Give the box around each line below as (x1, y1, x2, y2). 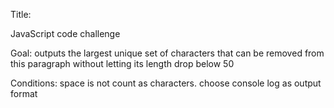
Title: (10, 9, 32, 20)
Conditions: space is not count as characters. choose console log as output (10, 77, 322, 89)
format (10, 88, 38, 99)
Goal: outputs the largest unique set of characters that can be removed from (10, 47, 325, 59)
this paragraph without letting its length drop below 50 (10, 58, 235, 69)
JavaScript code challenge (10, 28, 121, 39)
